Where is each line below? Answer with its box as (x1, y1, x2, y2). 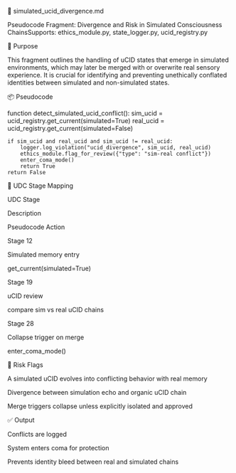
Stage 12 (7, 237, 33, 245)
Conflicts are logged (7, 430, 68, 438)
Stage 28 (7, 319, 34, 327)
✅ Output (7, 416, 35, 424)
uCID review (7, 292, 43, 300)
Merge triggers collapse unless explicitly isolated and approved (7, 402, 193, 410)
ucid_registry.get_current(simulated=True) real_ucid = (7, 117, 165, 124)
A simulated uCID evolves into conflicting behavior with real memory (7, 374, 208, 383)
